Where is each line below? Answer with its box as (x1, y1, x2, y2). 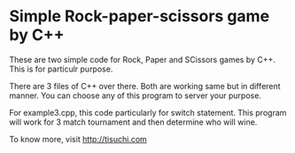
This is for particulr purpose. (9, 64, 113, 74)
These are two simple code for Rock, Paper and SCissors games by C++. (9, 54, 276, 65)
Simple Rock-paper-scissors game (9, 6, 270, 27)
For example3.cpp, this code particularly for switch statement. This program (9, 107, 287, 118)
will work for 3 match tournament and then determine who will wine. (9, 117, 258, 127)
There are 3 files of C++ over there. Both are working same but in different (9, 80, 281, 91)
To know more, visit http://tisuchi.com (9, 134, 148, 144)
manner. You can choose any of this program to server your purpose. (9, 90, 261, 101)
